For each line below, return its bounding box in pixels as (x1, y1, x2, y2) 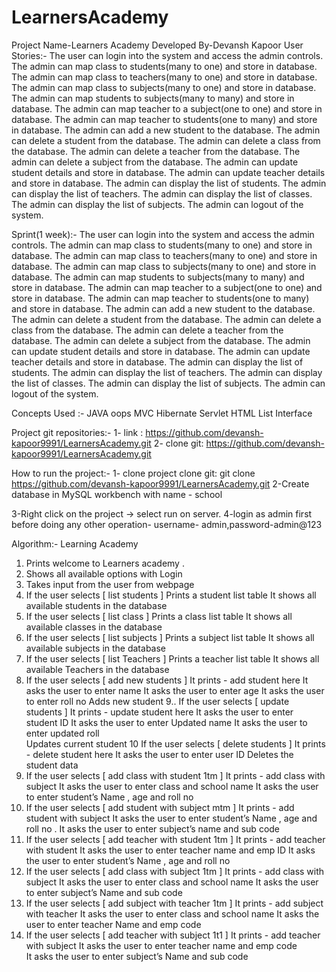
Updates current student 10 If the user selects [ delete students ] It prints (25, 737, 326, 750)
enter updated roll (25, 727, 100, 739)
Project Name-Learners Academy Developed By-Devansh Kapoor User (11, 39, 304, 51)
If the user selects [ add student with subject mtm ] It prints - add (25, 801, 295, 813)
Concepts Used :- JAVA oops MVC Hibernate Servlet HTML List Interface (11, 407, 313, 419)
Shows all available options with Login (25, 567, 183, 580)
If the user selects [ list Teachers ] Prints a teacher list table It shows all (25, 652, 320, 665)
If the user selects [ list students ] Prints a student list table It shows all (25, 589, 317, 601)
